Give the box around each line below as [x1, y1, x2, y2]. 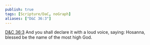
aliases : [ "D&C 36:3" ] [5, 16, 51, 21]
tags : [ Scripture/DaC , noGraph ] [5, 12, 71, 16]
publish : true [5, 7, 34, 12]
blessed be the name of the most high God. [5, 34, 92, 40]
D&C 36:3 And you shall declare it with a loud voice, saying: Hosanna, [5, 30, 146, 35]
